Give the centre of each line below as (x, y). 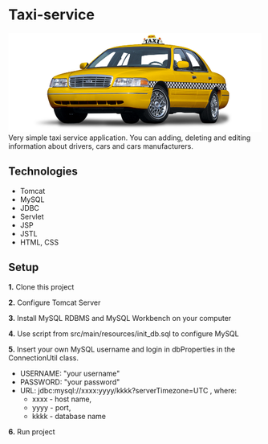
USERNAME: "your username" (70, 373)
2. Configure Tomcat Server (55, 302)
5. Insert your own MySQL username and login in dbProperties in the (122, 349)
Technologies (43, 172)
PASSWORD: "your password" (70, 382)
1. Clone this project (41, 286)
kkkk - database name (69, 416)
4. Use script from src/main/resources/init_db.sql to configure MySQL (124, 333)
